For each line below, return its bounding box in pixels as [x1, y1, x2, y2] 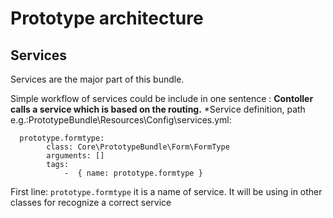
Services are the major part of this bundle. [10, 73, 185, 85]
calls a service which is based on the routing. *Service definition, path [10, 103, 306, 115]
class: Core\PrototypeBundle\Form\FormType [46, 142, 230, 152]
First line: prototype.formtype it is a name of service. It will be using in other [10, 186, 323, 197]
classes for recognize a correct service [10, 197, 172, 208]
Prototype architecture [10, 7, 204, 30]
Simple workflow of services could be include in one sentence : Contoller [10, 93, 314, 104]
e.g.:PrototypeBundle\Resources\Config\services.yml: [10, 114, 232, 126]
